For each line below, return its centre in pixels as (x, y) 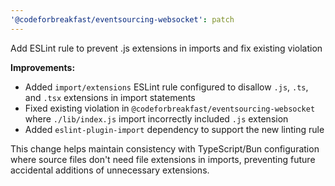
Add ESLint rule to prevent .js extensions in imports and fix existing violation (166, 48)
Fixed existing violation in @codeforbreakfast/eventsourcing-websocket (170, 108)
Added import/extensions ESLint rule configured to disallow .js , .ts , (166, 87)
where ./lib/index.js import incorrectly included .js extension (156, 118)
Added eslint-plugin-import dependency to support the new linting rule (174, 129)
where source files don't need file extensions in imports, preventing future (163, 159)
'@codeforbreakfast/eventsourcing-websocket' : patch (122, 19)
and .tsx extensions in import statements (110, 97)
